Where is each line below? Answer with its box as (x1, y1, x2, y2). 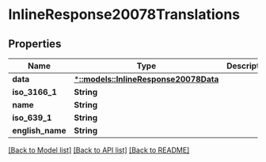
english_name (12, 125, 66, 136)
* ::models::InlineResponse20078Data (74, 73, 219, 85)
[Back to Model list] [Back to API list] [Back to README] (8, 145, 190, 155)
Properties (8, 37, 62, 51)
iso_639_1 (12, 112, 52, 123)
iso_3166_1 (12, 87, 58, 97)
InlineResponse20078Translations (8, 6, 241, 24)
